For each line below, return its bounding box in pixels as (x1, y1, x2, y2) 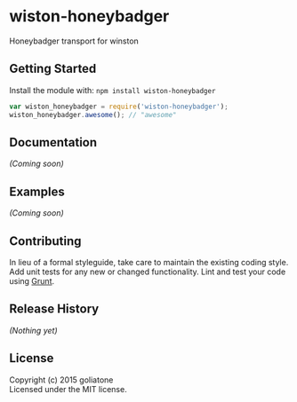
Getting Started (9, 61, 97, 76)
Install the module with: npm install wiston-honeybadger (9, 84, 216, 95)
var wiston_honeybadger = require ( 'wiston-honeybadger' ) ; (9, 102, 229, 111)
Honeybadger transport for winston (9, 35, 140, 46)
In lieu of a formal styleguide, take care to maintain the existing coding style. (9, 256, 289, 267)
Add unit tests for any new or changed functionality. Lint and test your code (9, 266, 286, 277)
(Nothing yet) (9, 325, 58, 335)
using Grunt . (9, 275, 55, 286)
